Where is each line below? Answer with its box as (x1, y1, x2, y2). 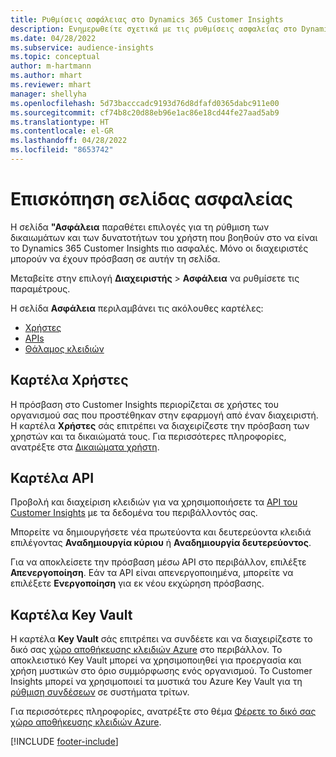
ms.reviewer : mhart (10, 80, 92, 90)
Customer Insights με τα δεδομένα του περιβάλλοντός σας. (10, 507, 258, 519)
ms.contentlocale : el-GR (10, 126, 114, 136)
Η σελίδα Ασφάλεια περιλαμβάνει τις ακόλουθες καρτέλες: (10, 302, 264, 314)
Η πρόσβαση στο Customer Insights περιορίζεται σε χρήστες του (10, 398, 279, 410)
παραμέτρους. (10, 282, 71, 295)
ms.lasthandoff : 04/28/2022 (10, 136, 128, 146)
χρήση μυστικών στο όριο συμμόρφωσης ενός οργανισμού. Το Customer (10, 665, 313, 677)
